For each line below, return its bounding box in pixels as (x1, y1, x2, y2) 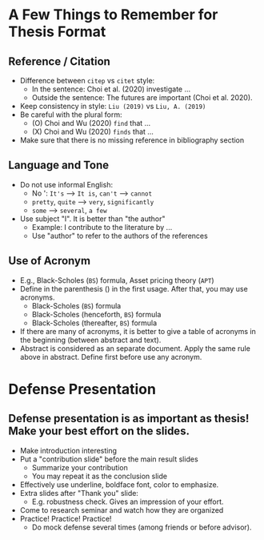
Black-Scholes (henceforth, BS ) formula (31, 309, 162, 319)
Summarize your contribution (31, 462, 128, 472)
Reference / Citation (8, 54, 110, 68)
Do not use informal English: (19, 179, 114, 189)
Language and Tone (8, 159, 110, 172)
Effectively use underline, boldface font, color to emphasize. (19, 479, 219, 490)
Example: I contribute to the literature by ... (31, 222, 173, 232)
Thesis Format (8, 22, 106, 41)
